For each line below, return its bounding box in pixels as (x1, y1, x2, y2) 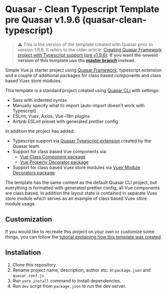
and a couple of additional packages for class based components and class (5, 72, 161, 78)
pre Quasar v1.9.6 (5, 14, 81, 26)
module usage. (5, 200, 36, 206)
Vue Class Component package (20, 154, 86, 160)
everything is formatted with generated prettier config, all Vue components (5, 184, 160, 191)
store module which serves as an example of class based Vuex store (5, 195, 147, 201)
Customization (5, 215, 53, 224)
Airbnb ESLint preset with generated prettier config (12, 118, 118, 124)
